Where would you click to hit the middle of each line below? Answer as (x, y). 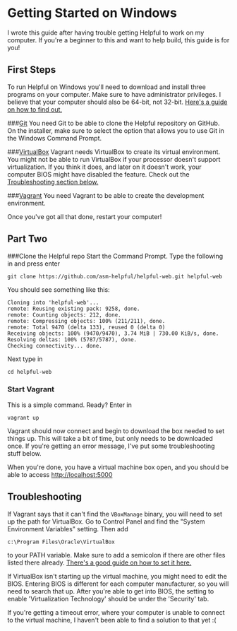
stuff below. (24, 453)
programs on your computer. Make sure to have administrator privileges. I (114, 94)
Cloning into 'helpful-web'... (53, 302)
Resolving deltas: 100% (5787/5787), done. (72, 340)
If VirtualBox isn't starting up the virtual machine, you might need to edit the (117, 576)
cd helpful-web (30, 372)
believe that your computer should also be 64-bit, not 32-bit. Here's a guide (117, 102)
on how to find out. (35, 109)
